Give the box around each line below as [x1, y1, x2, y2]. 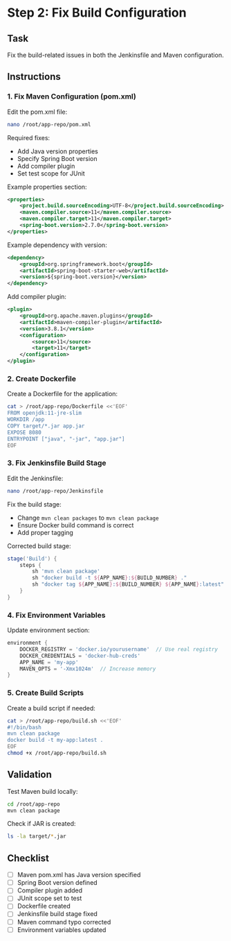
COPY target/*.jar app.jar [7, 422, 85, 430]
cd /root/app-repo [7, 800, 60, 808]
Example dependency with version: [7, 241, 107, 249]
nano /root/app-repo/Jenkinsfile [7, 487, 104, 494]
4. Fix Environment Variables [7, 610, 106, 620]
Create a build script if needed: [7, 704, 95, 712]
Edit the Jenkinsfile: [7, 474, 64, 482]
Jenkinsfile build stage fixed [17, 910, 98, 918]
